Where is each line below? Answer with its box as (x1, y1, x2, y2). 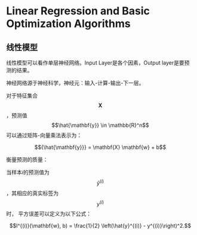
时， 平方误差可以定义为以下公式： (6, 210, 91, 218)
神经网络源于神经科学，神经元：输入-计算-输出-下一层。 (6, 80, 144, 86)
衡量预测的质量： (6, 156, 48, 163)
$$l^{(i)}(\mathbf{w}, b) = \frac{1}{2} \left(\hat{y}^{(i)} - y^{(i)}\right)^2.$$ (9, 222, 192, 230)
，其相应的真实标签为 (6, 190, 59, 197)
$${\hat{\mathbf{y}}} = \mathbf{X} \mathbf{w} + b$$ (34, 144, 167, 151)
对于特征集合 (6, 92, 38, 99)
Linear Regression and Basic (6, 4, 150, 18)
